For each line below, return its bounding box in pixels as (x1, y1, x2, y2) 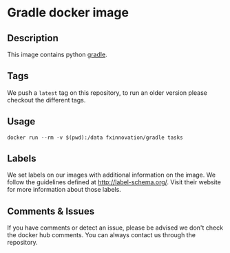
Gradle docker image (7, 5, 129, 21)
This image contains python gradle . (7, 50, 108, 58)
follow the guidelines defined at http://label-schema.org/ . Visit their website (7, 178, 222, 186)
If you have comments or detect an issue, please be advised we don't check (7, 223, 224, 232)
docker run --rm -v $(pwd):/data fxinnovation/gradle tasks (7, 134, 184, 141)
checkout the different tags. (7, 96, 86, 104)
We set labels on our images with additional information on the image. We (7, 170, 216, 179)
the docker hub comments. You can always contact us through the (7, 231, 196, 239)
